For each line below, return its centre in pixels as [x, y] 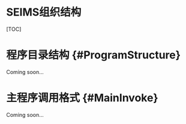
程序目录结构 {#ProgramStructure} [94, 55]
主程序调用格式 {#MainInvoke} [82, 98]
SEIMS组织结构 [44, 12]
